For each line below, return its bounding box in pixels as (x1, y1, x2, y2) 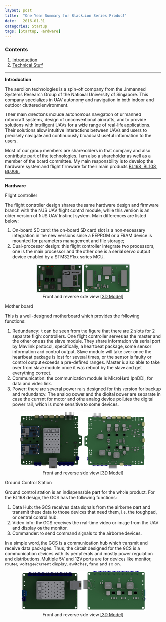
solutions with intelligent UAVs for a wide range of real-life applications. (5, 122, 151, 128)
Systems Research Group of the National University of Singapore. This (5, 92, 148, 98)
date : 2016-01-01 (5, 18, 45, 23)
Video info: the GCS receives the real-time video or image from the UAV (12, 520, 159, 526)
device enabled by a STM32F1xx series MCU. (12, 254, 105, 260)
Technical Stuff (12, 62, 43, 68)
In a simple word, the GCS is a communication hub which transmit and (5, 540, 148, 546)
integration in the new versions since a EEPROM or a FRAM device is (12, 233, 152, 239)
